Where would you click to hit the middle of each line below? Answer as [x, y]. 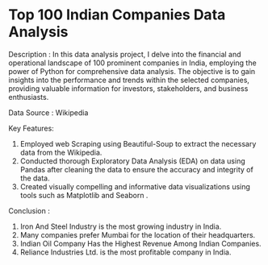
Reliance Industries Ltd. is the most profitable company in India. [126, 252]
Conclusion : [29, 210]
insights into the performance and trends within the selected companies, [129, 80]
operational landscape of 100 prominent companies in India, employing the [132, 63]
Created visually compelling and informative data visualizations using [135, 186]
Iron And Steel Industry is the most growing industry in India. [121, 226]
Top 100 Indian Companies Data [117, 15]
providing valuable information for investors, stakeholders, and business [128, 88]
